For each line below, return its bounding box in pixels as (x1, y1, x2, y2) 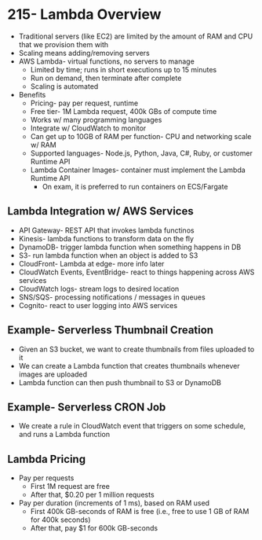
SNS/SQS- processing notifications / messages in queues (18, 292, 206, 302)
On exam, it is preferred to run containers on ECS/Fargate (42, 182, 228, 191)
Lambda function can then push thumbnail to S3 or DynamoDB (18, 377, 221, 387)
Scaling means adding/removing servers (18, 48, 150, 57)
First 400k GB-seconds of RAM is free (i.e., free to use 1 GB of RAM (30, 507, 249, 516)
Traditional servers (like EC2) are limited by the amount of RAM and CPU (18, 31, 253, 41)
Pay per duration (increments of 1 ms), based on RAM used (18, 498, 209, 508)
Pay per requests (18, 473, 75, 483)
